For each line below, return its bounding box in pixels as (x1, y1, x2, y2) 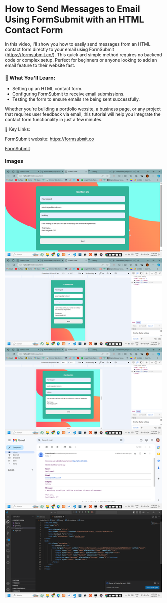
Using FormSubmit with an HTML (5, 14, 144, 25)
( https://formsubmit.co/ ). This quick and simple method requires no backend (5, 51, 162, 58)
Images (5, 158, 24, 165)
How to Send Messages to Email (5, 3, 140, 15)
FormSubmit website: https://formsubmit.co (5, 136, 94, 142)
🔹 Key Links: (5, 126, 31, 132)
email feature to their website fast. (5, 62, 76, 68)
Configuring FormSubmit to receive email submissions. (12, 91, 125, 97)
